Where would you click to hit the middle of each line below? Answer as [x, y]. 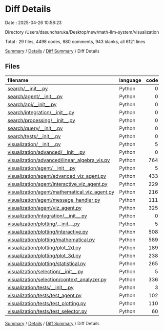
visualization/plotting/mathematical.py [51, 239]
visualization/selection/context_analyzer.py [57, 279]
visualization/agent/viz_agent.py [45, 208]
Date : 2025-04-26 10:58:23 [33, 23]
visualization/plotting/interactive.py [48, 232]
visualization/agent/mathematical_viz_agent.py [61, 192]
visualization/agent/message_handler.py [54, 200]
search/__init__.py [28, 88]
